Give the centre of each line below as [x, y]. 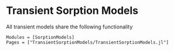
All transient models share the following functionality [69, 27]
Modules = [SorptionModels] [40, 37]
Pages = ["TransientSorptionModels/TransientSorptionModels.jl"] [87, 42]
